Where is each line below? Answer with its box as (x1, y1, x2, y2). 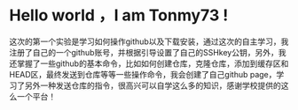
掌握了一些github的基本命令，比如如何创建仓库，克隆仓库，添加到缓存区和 (16, 58, 289, 69)
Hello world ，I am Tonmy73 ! (9, 5, 229, 26)
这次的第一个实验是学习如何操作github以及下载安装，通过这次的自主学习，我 (9, 36, 289, 47)
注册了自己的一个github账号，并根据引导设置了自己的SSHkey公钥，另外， (9, 47, 279, 57)
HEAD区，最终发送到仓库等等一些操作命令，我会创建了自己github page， (9, 69, 277, 79)
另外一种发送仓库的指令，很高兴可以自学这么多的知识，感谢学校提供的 (24, 80, 281, 91)
